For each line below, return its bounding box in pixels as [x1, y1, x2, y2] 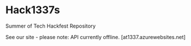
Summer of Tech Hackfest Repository [5, 22, 96, 29]
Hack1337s [5, 3, 60, 17]
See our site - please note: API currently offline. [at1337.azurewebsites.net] [5, 33, 186, 40]
